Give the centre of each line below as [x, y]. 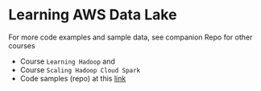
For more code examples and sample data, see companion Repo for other [130, 37]
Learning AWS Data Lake [93, 15]
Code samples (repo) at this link [73, 78]
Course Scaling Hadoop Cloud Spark [80, 69]
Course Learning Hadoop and [67, 61]
